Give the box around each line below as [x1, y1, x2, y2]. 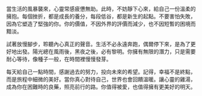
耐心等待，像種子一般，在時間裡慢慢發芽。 [6, 56, 112, 62]
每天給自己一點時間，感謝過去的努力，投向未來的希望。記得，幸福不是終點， [6, 68, 196, 75]
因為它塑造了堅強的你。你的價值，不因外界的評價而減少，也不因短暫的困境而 [6, 20, 196, 27]
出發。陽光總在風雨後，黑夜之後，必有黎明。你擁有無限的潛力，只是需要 [16, 48, 196, 55]
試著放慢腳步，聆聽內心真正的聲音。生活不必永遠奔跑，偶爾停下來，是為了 [6, 41, 191, 47]
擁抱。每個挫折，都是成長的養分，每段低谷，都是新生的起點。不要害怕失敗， [6, 13, 196, 20]
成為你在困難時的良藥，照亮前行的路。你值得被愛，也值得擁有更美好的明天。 [6, 83, 196, 90]
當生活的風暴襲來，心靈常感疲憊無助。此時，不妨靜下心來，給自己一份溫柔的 [6, 5, 196, 12]
